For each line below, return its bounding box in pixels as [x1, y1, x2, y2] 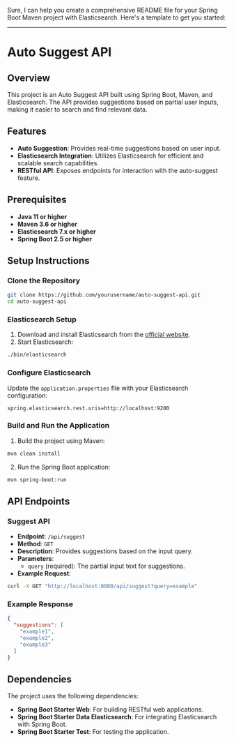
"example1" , [19, 628, 54, 636]
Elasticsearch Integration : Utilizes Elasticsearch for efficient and [17, 151, 204, 160]
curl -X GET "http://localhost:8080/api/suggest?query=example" [7, 583, 198, 590]
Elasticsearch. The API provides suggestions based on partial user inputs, [7, 98, 219, 106]
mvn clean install [7, 450, 61, 457]
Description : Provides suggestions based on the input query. [17, 547, 193, 555]
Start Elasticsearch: [17, 338, 74, 346]
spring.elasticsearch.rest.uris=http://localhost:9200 [7, 405, 170, 412]
